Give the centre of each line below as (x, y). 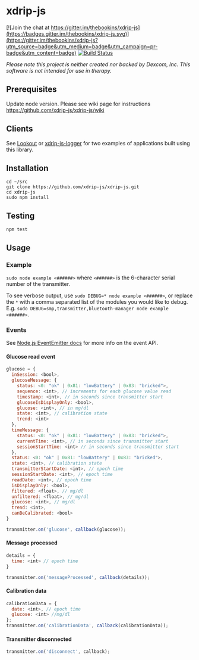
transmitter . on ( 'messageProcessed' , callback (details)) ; (78, 577)
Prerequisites (31, 90)
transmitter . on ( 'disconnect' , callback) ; (58, 652)
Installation (27, 168)
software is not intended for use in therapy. (59, 70)
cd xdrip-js (21, 192)
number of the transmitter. (38, 284)
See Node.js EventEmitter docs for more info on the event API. (82, 343)
